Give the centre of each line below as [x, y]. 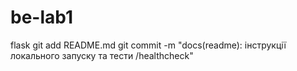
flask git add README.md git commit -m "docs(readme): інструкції [148, 45]
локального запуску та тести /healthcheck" [102, 55]
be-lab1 [42, 17]
